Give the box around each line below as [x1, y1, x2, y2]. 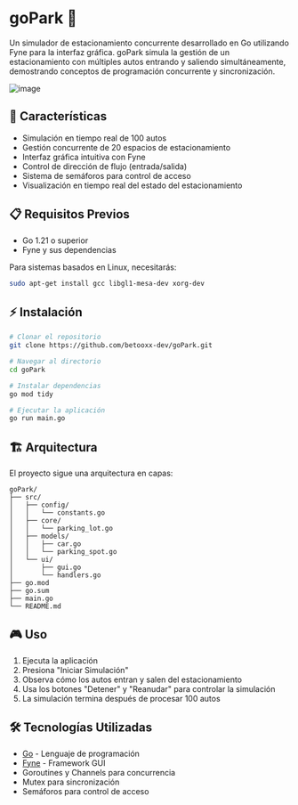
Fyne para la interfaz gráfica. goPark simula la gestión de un [9, 46, 230, 57]
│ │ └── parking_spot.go [9, 548, 117, 557]
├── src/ [9, 493, 42, 502]
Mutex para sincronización [21, 777, 120, 787]
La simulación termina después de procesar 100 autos [21, 693, 221, 703]
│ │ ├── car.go [9, 540, 82, 549]
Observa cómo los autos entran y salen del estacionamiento [21, 674, 243, 685]
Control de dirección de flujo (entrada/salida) [21, 160, 188, 172]
